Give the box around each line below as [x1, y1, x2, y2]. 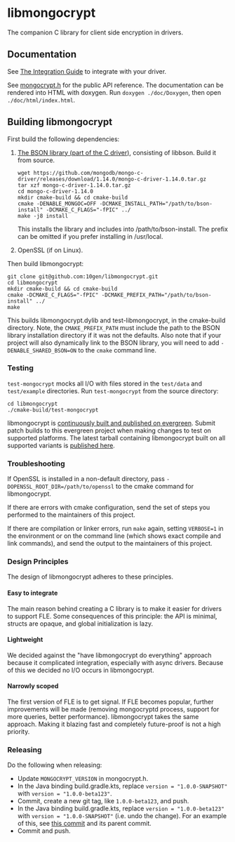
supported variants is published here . [7, 441, 116, 449]
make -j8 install [17, 212, 69, 219]
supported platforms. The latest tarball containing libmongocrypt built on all [7, 433, 226, 442]
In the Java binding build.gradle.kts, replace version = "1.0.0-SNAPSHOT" [17, 782, 228, 791]
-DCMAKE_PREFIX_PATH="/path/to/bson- [101, 291, 212, 298]
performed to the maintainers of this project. [7, 511, 135, 519]
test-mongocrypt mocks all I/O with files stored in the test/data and [7, 379, 202, 388]
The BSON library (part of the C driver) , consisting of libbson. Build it [17, 148, 216, 157]
